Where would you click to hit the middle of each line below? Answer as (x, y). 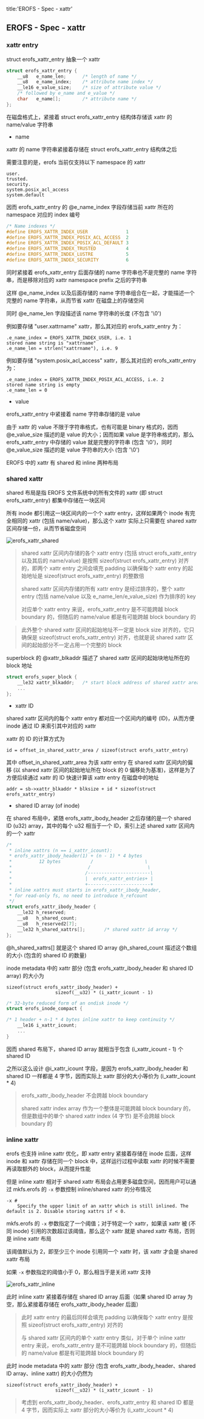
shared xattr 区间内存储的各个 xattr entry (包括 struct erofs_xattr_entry (109, 553)
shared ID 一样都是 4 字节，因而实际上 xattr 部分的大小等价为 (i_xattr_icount (101, 1076)
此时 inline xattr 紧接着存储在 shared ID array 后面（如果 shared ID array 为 (100, 1297)
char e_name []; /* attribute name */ (77, 99)
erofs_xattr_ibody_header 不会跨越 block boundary (85, 1095)
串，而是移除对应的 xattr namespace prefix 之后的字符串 (77, 280)
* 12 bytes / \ (78, 862)
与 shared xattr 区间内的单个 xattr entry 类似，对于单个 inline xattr (103, 1338)
